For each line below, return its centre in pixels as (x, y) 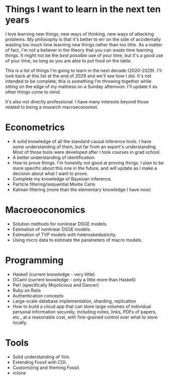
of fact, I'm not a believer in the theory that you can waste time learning (79, 50)
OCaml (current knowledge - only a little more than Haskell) (74, 279)
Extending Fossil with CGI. (39, 362)
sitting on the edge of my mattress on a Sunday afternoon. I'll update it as (81, 86)
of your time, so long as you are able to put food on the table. (69, 60)
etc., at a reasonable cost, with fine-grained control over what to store (85, 317)
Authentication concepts (38, 295)
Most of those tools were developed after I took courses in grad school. (87, 152)
